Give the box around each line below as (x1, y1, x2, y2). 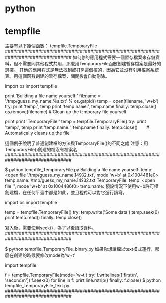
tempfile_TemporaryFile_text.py (5, 283, 70, 289)
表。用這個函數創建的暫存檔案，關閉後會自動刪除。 (5, 73, 110, 79)
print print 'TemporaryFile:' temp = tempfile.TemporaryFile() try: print (5, 118, 146, 125)
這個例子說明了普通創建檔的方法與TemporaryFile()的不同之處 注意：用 (5, 140, 148, 146)
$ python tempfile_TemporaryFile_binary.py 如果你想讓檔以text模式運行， (5, 246, 155, 252)
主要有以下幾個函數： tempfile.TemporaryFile (5, 43, 98, 49)
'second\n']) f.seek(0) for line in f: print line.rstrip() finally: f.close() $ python (5, 277, 161, 283)
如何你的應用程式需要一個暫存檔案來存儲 (72, 54, 156, 60)
